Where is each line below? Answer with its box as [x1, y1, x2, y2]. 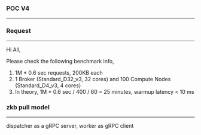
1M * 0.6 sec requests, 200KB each [14, 69, 103, 76]
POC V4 [6, 4, 30, 13]
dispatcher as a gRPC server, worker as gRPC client [6, 122, 134, 129]
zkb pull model [6, 103, 50, 111]
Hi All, [6, 46, 21, 53]
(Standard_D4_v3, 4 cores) [14, 82, 81, 89]
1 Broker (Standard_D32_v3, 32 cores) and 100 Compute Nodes [14, 75, 171, 82]
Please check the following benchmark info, [6, 57, 115, 65]
